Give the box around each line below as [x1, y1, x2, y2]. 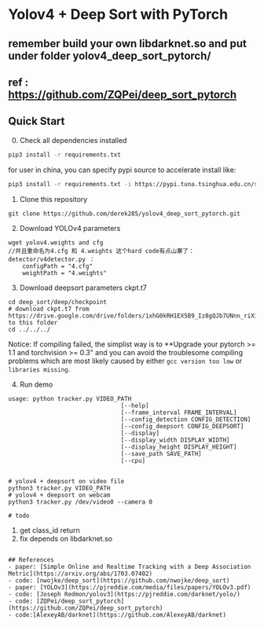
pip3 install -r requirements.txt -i [8, 180, 132, 188]
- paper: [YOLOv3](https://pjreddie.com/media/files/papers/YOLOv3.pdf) [8, 583, 251, 591]
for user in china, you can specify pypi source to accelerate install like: [8, 165, 236, 174]
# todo [8, 511, 30, 519]
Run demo [19, 379, 53, 389]
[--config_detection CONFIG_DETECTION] [120, 415, 251, 423]
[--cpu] [120, 456, 146, 464]
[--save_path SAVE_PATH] [120, 449, 202, 457]
